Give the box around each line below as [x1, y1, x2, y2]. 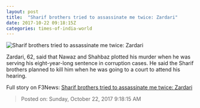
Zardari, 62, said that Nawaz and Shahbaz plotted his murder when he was [6, 53, 190, 60]
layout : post [6, 8, 39, 15]
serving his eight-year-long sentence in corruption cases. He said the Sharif [6, 60, 194, 67]
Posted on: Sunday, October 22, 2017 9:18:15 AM [20, 95, 141, 103]
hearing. [6, 72, 27, 79]
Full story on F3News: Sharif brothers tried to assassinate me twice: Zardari [6, 84, 193, 91]
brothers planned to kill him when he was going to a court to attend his [6, 66, 181, 73]
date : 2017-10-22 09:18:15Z [6, 20, 77, 26]
